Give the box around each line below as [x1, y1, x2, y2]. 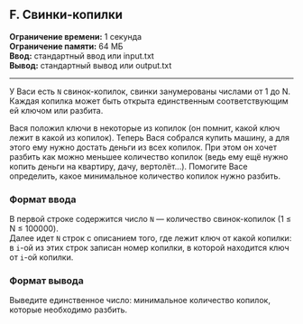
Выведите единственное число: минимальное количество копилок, [9, 295, 271, 306]
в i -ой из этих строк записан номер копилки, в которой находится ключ [9, 243, 290, 254]
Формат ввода [9, 193, 77, 206]
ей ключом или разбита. [9, 105, 104, 116]
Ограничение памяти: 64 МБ [9, 41, 124, 51]
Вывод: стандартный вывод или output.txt [9, 60, 172, 70]
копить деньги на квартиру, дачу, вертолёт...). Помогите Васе [9, 161, 248, 171]
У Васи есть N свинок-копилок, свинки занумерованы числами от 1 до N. [9, 86, 291, 97]
